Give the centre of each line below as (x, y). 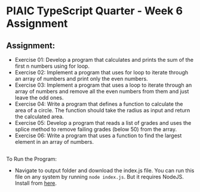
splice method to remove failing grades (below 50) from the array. (96, 129)
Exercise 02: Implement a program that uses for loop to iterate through (101, 72)
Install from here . (36, 183)
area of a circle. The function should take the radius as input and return (102, 110)
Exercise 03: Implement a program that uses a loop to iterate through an (103, 85)
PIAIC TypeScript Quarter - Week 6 (95, 11)
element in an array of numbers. (54, 142)
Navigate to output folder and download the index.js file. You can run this (104, 171)
